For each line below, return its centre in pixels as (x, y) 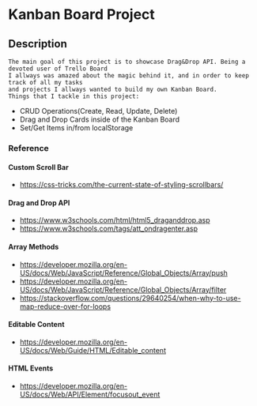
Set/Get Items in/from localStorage (76, 128)
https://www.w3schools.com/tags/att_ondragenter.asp (108, 229)
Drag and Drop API (39, 202)
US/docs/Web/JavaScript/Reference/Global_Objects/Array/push (123, 273)
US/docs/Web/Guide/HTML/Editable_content (93, 350)
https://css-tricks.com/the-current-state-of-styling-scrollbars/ (121, 185)
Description (38, 44)
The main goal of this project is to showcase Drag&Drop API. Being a (127, 62)
